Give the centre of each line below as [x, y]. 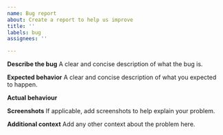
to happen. [22, 85]
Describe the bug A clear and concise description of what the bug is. [105, 64]
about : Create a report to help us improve [70, 20]
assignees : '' [27, 39]
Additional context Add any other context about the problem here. [101, 124]
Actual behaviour [32, 98]
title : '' [21, 26]
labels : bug [24, 32]
